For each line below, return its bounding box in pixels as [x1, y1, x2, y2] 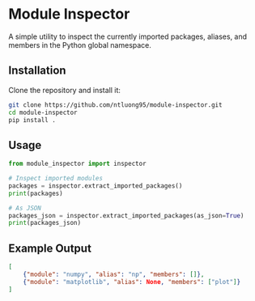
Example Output [8, 241, 91, 255]
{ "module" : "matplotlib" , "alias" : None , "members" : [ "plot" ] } [23, 278, 241, 286]
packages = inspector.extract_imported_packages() [8, 181, 183, 190]
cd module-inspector [8, 108, 79, 117]
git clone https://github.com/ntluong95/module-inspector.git [8, 100, 223, 109]
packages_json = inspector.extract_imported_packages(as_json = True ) [8, 211, 244, 219]
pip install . [8, 116, 57, 124]
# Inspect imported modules [8, 175, 104, 183]
